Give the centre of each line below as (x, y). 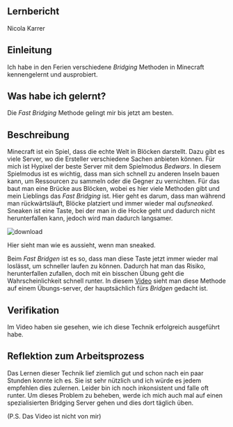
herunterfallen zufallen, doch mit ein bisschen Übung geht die (96, 274)
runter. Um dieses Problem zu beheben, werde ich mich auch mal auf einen (115, 395)
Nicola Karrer (26, 28)
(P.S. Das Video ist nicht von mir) (54, 416)
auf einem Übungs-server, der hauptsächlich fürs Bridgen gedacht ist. (108, 288)
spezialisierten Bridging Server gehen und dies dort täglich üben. (101, 403)
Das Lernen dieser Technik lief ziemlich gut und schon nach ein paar (105, 373)
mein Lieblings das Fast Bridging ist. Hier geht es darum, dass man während (116, 196)
